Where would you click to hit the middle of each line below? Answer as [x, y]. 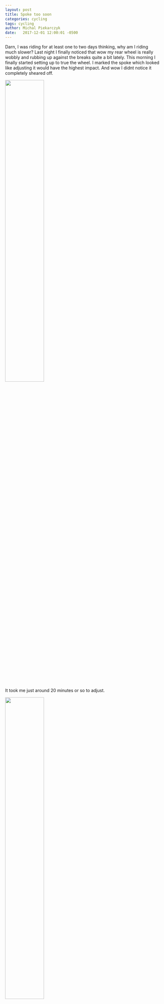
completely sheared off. [29, 73]
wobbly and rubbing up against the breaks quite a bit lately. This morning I [80, 57]
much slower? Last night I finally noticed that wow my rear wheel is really [79, 52]
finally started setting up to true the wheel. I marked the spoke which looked [82, 63]
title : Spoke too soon [28, 14]
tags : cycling [20, 24]
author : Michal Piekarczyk [33, 28]
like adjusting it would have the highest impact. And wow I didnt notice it [78, 68]
